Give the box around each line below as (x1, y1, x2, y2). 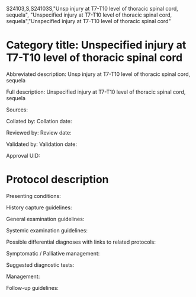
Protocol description (6, 173, 109, 186)
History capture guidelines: (6, 204, 72, 211)
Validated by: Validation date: (6, 140, 77, 148)
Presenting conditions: (6, 192, 61, 199)
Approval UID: (6, 152, 40, 159)
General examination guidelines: (6, 215, 85, 222)
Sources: (6, 106, 28, 113)
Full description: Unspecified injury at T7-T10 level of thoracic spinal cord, (6, 88, 186, 95)
